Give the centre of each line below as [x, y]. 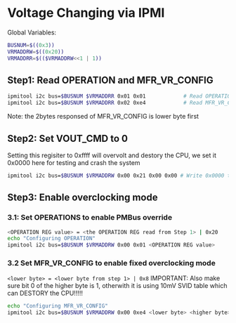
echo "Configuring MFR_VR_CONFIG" [58, 306]
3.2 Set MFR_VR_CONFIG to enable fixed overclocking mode [111, 263]
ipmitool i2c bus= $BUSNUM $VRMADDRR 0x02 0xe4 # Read [105, 103]
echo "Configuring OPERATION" [52, 239]
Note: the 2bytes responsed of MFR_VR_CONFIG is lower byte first [103, 117]
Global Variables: [32, 32]
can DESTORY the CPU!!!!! [45, 294]
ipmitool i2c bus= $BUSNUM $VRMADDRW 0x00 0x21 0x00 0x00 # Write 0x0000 [116, 176]
